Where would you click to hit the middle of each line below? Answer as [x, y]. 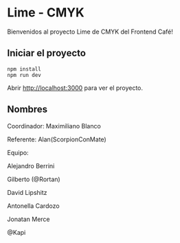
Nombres [27, 109]
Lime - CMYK [46, 13]
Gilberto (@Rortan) [34, 179]
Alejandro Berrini [31, 165]
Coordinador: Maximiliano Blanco [54, 126]
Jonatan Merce [29, 219]
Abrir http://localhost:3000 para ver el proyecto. [75, 88]
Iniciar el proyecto [46, 53]
